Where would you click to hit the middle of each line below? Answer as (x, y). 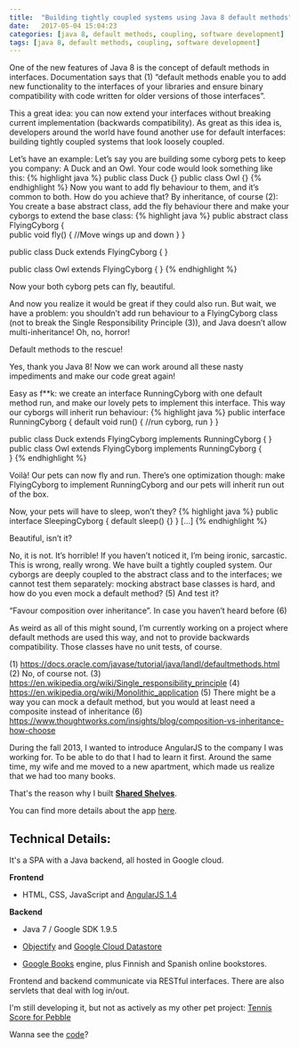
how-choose (32, 731)
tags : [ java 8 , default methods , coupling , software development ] (135, 42)
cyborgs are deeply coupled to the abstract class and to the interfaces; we (146, 575)
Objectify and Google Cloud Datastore (92, 946)
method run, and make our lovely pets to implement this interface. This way (148, 403)
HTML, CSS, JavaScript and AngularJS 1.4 (99, 895)
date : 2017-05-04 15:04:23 (63, 26)
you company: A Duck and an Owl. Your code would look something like (141, 168)
